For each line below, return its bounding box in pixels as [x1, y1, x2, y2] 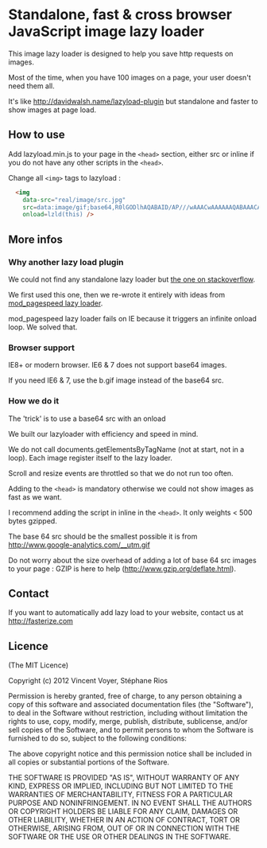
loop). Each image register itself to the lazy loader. [8, 453, 173, 462]
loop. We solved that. [8, 322, 78, 332]
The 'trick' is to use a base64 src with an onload [8, 414, 166, 423]
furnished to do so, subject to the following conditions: [8, 733, 187, 743]
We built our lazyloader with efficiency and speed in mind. [8, 429, 199, 438]
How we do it [8, 395, 60, 406]
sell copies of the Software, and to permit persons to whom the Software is [8, 725, 254, 735]
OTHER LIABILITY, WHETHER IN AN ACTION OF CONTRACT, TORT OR [8, 815, 240, 825]
